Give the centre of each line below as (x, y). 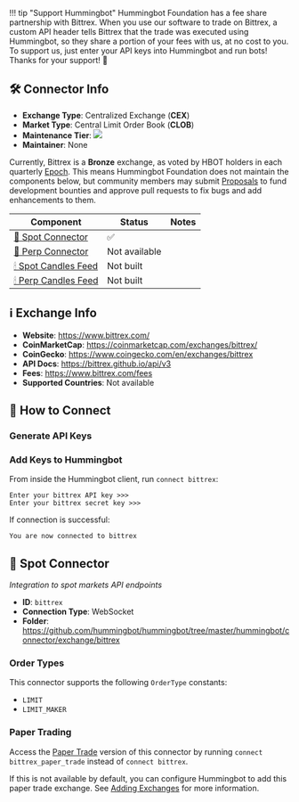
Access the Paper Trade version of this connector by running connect (136, 751)
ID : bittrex (42, 602)
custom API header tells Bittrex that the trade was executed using (129, 32)
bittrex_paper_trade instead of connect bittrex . (99, 761)
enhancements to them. (53, 200)
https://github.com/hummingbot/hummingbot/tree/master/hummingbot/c (156, 631)
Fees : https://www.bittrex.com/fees (87, 372)
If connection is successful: (60, 520)
